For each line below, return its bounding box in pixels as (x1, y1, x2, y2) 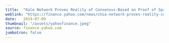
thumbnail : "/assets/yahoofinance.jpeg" (5, 21, 92, 26)
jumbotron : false (5, 30, 42, 35)
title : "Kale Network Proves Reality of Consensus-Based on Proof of (5, 7, 156, 12)
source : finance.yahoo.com (5, 26, 62, 31)
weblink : (5, 12, 24, 17)
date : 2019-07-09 (5, 16, 46, 21)
